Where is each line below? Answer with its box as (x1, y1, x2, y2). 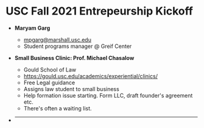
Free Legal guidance (23, 79, 76, 86)
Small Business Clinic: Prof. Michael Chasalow (14, 54, 135, 61)
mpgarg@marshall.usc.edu (23, 36, 92, 43)
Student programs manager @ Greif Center (23, 42, 132, 50)
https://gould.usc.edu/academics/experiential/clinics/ (23, 72, 158, 79)
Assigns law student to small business (23, 85, 119, 92)
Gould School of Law (23, 66, 77, 73)
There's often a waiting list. (23, 104, 92, 112)
